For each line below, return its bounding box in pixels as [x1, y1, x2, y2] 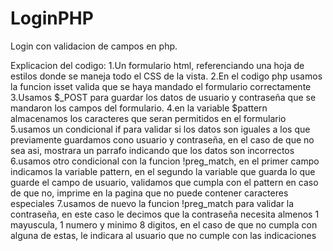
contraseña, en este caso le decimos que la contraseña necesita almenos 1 [10, 208, 320, 220]
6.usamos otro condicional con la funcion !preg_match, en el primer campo [10, 155, 320, 167]
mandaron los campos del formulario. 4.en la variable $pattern [10, 102, 268, 114]
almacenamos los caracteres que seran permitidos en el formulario [10, 112, 287, 124]
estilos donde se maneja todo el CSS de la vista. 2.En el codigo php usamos [10, 70, 323, 82]
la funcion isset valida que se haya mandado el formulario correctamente [10, 80, 312, 92]
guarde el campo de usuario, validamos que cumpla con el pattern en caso [10, 176, 319, 188]
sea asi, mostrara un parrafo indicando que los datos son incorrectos [10, 144, 295, 156]
